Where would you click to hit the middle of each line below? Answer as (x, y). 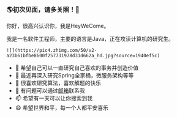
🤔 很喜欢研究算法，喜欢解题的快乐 (58, 83)
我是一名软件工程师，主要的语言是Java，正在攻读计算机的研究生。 (90, 39)
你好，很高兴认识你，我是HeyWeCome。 (58, 26)
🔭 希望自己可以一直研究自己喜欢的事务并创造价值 (77, 68)
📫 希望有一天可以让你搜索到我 (54, 98)
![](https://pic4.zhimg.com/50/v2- (52, 51)
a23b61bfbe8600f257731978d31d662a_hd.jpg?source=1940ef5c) (83, 56)
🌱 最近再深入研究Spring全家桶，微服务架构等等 (74, 76)
